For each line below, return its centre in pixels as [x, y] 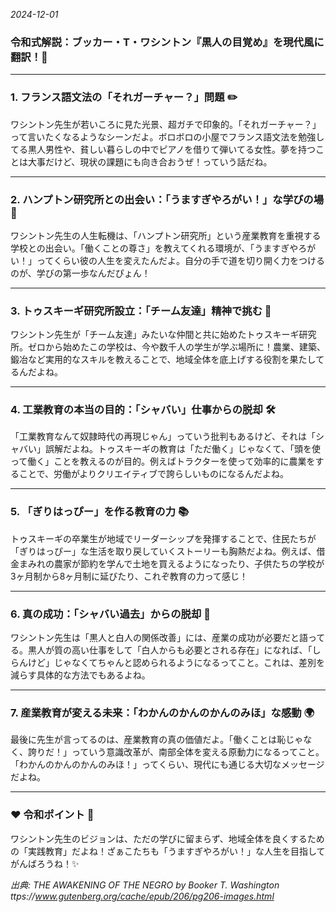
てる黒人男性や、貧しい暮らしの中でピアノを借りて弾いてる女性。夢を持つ [163, 149]
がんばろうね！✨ [45, 863]
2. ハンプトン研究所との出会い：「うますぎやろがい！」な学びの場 [167, 199]
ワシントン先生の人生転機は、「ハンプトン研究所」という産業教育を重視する [166, 235]
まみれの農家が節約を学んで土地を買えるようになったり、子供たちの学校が [171, 563]
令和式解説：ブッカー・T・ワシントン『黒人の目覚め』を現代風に [167, 42]
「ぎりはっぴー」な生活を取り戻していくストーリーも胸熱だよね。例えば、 [163, 551]
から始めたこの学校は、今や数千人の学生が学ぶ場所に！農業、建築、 [185, 347]
